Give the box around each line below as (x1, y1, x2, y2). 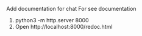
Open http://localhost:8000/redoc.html (15, 23, 113, 30)
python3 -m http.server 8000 (15, 17, 90, 23)
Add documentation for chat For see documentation (6, 5, 137, 12)
